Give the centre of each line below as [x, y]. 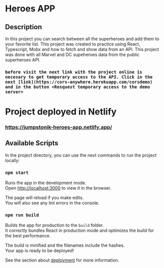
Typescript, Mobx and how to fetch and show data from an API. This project [82, 49]
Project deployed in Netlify [61, 112]
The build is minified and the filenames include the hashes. [65, 245]
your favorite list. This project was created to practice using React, [73, 44]
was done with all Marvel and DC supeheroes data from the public [72, 54]
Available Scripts [32, 143]
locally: [12, 160]
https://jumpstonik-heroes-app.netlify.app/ [59, 127]
